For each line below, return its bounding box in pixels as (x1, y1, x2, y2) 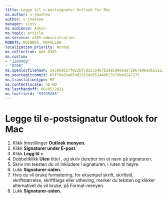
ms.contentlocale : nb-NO (5, 82, 57, 87)
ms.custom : (5, 54, 28, 59)
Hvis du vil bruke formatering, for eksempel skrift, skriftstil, (12, 172, 133, 178)
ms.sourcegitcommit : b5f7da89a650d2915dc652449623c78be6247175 (5, 73, 140, 78)
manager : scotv (5, 21, 37, 27)
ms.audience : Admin (5, 26, 46, 31)
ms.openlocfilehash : (5, 68, 48, 73)
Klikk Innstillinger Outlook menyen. (12, 140, 86, 146)
